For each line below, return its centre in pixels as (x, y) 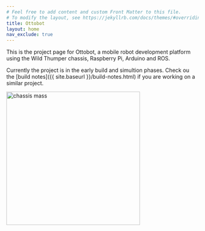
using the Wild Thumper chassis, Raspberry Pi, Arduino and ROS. (88, 59)
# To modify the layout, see (43, 18)
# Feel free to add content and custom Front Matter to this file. (94, 12)
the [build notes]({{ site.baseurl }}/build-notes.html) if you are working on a (101, 77)
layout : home (23, 29)
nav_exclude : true (30, 35)
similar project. (25, 84)
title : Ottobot (26, 23)
